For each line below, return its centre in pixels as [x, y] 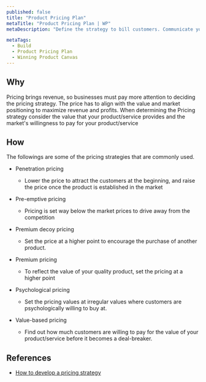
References [29, 358]
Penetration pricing [40, 169]
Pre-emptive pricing [40, 199]
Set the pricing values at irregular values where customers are [103, 302]
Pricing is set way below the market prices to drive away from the [107, 211]
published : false [29, 12]
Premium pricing [36, 260]
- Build [22, 46]
